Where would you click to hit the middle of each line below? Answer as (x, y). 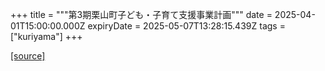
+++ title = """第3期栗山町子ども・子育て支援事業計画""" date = (141, 14)
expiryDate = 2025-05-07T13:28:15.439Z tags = (186, 26)
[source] (28, 56)
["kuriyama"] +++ (46, 36)
